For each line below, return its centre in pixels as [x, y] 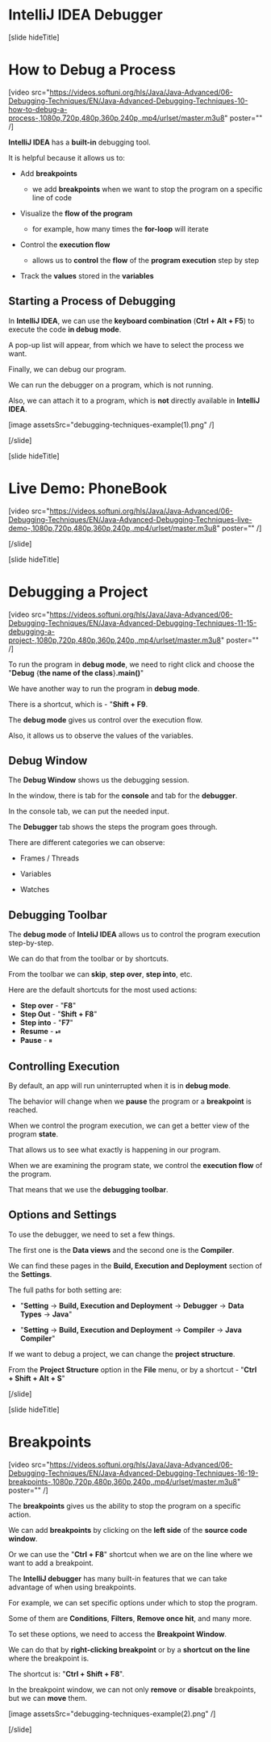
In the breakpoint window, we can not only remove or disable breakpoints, [132, 1690]
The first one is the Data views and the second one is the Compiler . [121, 1250]
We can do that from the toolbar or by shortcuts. [89, 959]
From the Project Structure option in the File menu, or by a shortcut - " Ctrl [133, 1369]
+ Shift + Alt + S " [37, 1378]
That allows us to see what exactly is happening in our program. [115, 1149]
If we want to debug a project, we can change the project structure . [122, 1354]
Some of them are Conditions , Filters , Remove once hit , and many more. [130, 1618]
